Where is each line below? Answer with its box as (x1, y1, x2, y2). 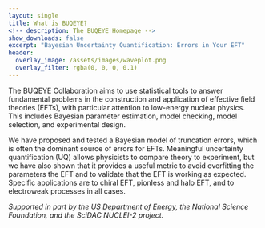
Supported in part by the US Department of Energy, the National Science (8, 202, 249, 211)
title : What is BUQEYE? (8, 19, 88, 27)
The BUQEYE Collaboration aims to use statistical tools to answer (8, 86, 223, 95)
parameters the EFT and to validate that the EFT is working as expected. (8, 169, 247, 178)
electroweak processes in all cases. (8, 186, 126, 196)
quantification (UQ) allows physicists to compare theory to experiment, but (8, 152, 255, 162)
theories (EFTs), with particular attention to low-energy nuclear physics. (8, 102, 246, 112)
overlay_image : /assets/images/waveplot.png (15, 57, 167, 65)
